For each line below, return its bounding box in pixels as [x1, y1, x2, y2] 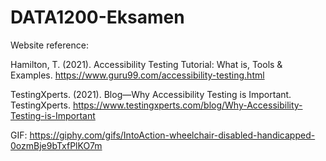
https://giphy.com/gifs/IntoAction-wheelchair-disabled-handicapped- [29, 129, 316, 141]
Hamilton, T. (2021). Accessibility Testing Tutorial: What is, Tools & [10, 58, 283, 70]
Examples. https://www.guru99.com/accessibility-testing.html [10, 69, 265, 81]
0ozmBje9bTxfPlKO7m [10, 139, 103, 151]
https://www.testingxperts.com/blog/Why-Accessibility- [72, 99, 303, 111]
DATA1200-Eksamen [10, 6, 185, 29]
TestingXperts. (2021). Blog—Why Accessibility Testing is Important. [10, 88, 292, 100]
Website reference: [10, 39, 89, 51]
